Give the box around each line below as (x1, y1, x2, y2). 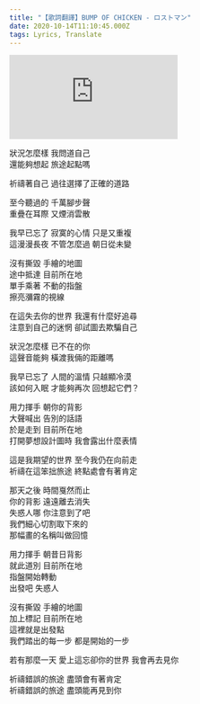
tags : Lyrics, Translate (9, 30, 102, 39)
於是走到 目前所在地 (9, 424, 83, 435)
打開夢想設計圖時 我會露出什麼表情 (9, 435, 137, 446)
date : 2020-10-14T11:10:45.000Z (9, 22, 130, 31)
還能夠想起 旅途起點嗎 (9, 159, 91, 170)
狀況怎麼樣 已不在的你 (9, 341, 91, 352)
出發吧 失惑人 (9, 583, 59, 593)
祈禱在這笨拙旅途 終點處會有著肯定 (9, 466, 137, 477)
